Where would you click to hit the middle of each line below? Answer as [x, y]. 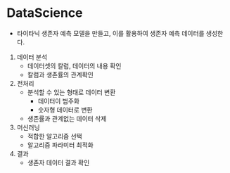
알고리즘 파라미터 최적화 [60, 145]
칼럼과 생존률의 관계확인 [60, 75]
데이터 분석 [32, 57]
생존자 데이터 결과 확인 [58, 162]
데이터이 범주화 [59, 101]
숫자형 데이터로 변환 [65, 110]
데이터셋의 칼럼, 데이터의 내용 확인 [74, 65]
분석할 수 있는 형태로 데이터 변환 [71, 92]
